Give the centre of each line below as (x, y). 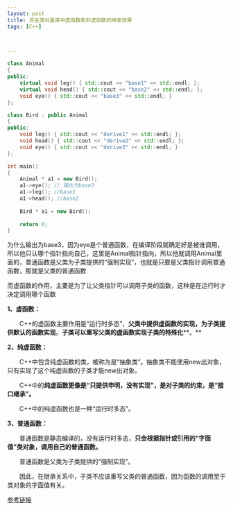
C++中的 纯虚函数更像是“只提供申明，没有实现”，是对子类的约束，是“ (119, 385)
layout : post (26, 14)
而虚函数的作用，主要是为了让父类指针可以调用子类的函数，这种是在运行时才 (116, 286)
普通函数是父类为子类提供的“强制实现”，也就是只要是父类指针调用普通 (125, 262)
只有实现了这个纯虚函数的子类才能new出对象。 (74, 371)
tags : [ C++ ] (24, 26)
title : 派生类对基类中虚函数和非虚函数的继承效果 (70, 20)
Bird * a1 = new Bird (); (55, 211)
